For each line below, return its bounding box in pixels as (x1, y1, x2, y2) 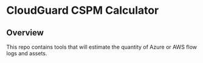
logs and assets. (6, 50, 47, 57)
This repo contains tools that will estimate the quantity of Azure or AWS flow (6, 43, 198, 50)
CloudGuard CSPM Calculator (6, 4, 159, 17)
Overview (6, 28, 44, 38)
